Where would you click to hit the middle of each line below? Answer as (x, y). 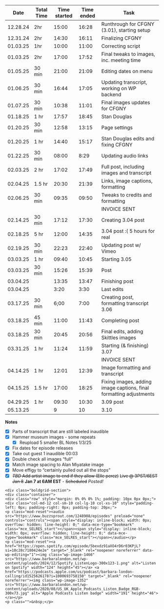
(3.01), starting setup (126, 30)
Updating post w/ (121, 245)
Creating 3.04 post (123, 220)
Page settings (117, 128)
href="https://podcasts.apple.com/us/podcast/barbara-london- (70, 572)
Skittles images (119, 338)
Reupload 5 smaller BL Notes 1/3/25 (55, 442)
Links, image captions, (127, 181)
